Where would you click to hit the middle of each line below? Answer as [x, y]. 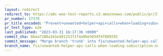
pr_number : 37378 [22, 19]
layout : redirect [22, 9]
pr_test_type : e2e [23, 28]
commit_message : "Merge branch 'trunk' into [50, 41]
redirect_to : [18, 14]
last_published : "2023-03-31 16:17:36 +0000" [51, 32]
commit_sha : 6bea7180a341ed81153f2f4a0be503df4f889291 [61, 37]
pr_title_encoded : [23, 23]
